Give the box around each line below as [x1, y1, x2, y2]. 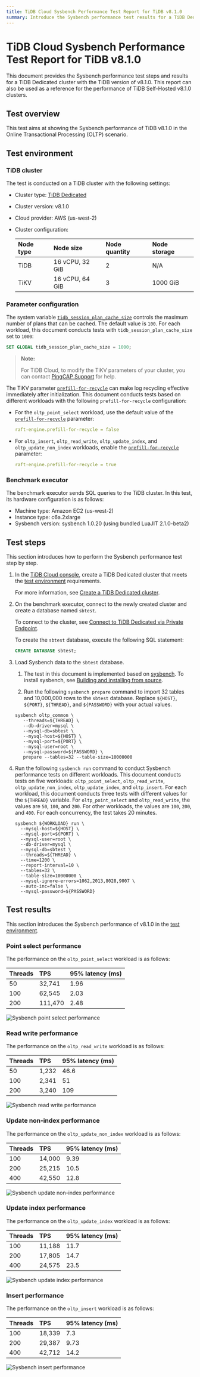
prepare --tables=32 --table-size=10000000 [23, 754, 133, 760]
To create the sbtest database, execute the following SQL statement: [14, 636, 184, 643]
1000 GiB [152, 278, 180, 287]
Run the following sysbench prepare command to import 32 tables [23, 688, 185, 695]
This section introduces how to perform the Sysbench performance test [6, 553, 183, 560]
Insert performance [6, 1291, 64, 1299]
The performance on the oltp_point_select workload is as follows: [6, 955, 170, 962]
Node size [53, 244, 83, 252]
